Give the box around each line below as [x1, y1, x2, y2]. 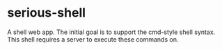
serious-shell [7, 5, 86, 21]
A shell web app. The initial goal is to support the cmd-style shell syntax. [7, 28, 216, 36]
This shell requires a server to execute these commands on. [7, 35, 179, 43]
